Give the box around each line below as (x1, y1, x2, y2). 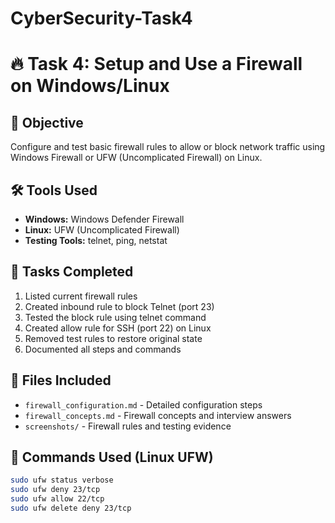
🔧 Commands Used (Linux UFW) (10, 449, 214, 466)
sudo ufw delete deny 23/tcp (10, 503, 132, 514)
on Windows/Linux (10, 75, 170, 97)
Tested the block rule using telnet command (24, 311, 207, 323)
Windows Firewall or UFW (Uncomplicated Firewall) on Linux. (10, 152, 263, 164)
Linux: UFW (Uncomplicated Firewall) (24, 224, 180, 236)
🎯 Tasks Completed (10, 263, 134, 281)
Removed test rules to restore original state (24, 332, 203, 344)
